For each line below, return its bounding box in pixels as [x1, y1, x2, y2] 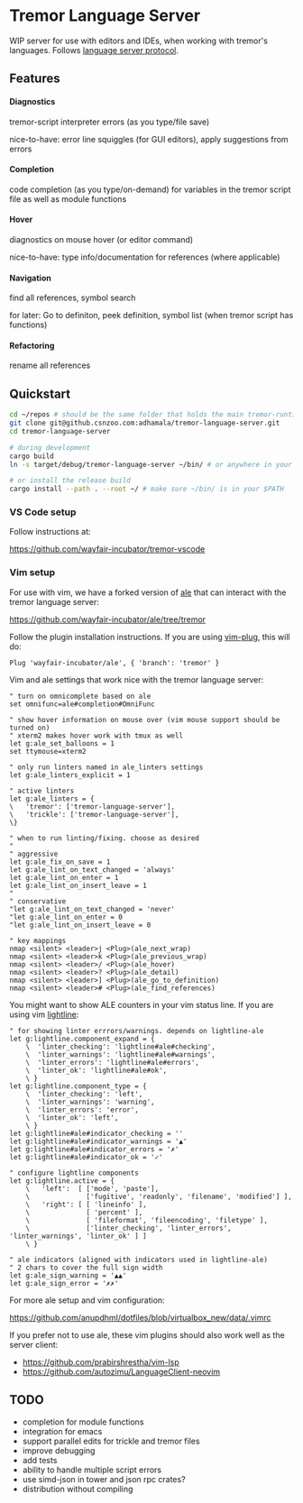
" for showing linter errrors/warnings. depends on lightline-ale [9, 1026, 264, 1035]
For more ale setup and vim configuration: [9, 1295, 165, 1306]
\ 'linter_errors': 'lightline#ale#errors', [25, 1058, 200, 1067]
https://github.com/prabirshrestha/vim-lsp [22, 1356, 180, 1367]
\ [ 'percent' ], [25, 1207, 143, 1217]
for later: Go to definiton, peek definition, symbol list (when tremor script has [9, 310, 294, 321]
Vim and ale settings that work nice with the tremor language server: [9, 674, 264, 685]
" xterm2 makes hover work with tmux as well [9, 731, 183, 740]
